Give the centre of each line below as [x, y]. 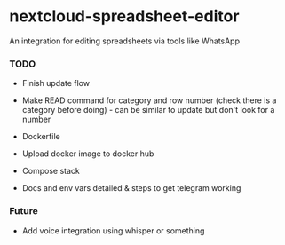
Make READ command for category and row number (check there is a [149, 100]
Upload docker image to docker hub [88, 154]
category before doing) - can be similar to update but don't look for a [148, 110]
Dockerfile [41, 137]
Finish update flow [56, 83]
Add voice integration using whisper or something [113, 230]
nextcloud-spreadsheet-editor [124, 16]
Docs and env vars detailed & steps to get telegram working [131, 188]
